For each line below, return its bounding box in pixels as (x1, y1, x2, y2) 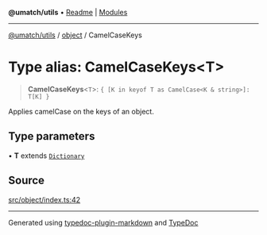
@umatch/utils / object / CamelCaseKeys (8, 30, 143, 40)
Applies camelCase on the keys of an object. (8, 106, 155, 116)
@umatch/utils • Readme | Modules (8, 8, 128, 17)
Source (8, 174, 45, 187)
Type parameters (8, 129, 95, 143)
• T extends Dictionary (8, 151, 85, 160)
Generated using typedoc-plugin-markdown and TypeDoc (8, 218, 199, 227)
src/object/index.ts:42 (8, 195, 81, 204)
